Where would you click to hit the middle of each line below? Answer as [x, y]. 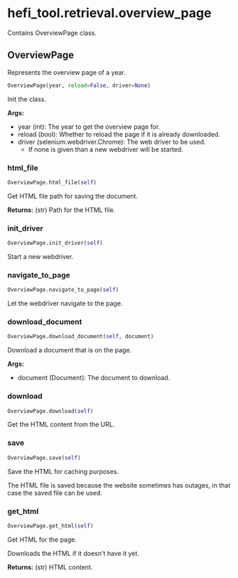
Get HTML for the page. [42, 540]
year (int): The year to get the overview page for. [89, 127]
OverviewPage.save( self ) [44, 458]
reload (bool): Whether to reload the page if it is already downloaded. [119, 134]
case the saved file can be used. [55, 493]
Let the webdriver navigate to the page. [65, 303]
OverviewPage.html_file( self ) [52, 182]
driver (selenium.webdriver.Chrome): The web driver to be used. [112, 142]
